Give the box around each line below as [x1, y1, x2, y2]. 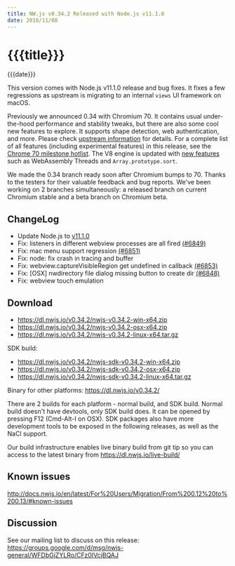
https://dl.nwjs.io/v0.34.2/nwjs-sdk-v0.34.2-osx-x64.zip [17, 365, 181, 374]
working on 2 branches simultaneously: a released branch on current [7, 185, 207, 194]
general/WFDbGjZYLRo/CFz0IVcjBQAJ [7, 551, 119, 559]
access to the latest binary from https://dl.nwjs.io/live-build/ [7, 450, 180, 459]
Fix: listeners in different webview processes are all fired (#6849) [17, 239, 206, 248]
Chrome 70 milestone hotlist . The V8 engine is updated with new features [7, 149, 220, 158]
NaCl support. [7, 429, 48, 438]
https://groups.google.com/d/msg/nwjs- [7, 543, 124, 551]
